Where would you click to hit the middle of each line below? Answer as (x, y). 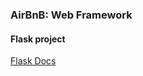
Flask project (38, 39)
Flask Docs (33, 61)
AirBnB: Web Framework (71, 15)
